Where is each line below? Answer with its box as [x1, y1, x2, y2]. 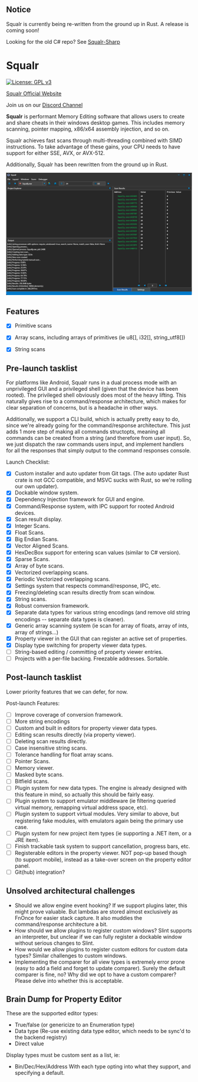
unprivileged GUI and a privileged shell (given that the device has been [6, 385, 179, 393]
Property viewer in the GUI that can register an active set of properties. [14, 635, 187, 642]
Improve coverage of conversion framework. [14, 711, 123, 718]
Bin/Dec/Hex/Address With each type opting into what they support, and [14, 1063, 191, 1070]
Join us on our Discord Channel [6, 101, 83, 108]
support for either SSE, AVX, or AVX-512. [6, 149, 105, 156]
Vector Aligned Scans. [14, 542, 69, 549]
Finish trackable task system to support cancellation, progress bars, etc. [14, 843, 190, 850]
